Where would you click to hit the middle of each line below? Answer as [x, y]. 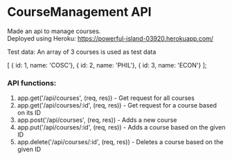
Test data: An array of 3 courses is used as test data [82, 52]
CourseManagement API [79, 12]
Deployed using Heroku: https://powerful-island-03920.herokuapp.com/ [110, 38]
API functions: [32, 83]
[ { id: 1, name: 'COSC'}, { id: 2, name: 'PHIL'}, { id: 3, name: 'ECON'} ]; [107, 65]
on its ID [29, 113]
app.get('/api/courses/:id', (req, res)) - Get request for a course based [117, 106]
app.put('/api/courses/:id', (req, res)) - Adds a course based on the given [121, 128]
